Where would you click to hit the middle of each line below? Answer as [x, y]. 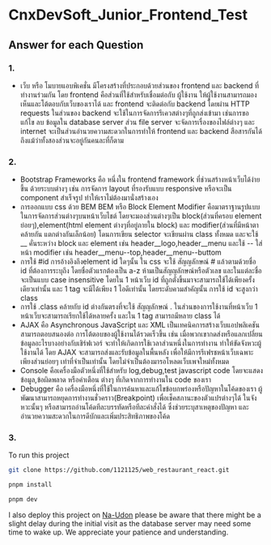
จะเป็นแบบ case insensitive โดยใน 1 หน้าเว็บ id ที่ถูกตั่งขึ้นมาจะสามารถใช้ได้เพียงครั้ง [137, 280]
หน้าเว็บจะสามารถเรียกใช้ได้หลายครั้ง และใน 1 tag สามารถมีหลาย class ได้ [120, 316]
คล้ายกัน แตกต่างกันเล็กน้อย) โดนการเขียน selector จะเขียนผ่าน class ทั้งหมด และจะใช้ [139, 234]
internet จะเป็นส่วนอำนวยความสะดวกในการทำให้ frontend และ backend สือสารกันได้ [141, 131]
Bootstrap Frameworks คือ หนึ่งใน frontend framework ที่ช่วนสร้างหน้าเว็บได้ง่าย [140, 179]
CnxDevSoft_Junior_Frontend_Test [128, 15]
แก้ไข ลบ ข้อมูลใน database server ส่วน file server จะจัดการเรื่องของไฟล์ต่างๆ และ [137, 122]
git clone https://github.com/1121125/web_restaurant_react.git [119, 470]
